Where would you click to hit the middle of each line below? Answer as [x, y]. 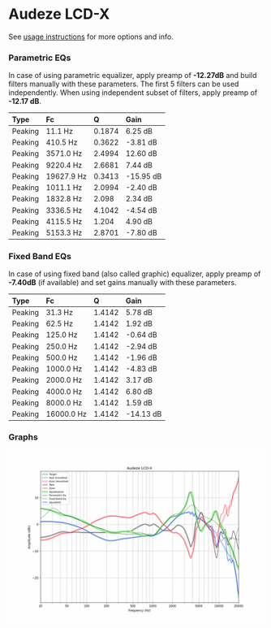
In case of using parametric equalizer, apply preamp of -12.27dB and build [133, 76]
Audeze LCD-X [59, 14]
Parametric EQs [40, 58]
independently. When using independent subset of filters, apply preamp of [133, 93]
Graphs [23, 437]
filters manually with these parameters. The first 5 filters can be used [124, 84]
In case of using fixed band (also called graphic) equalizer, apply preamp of [135, 274]
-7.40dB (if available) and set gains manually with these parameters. [123, 283]
